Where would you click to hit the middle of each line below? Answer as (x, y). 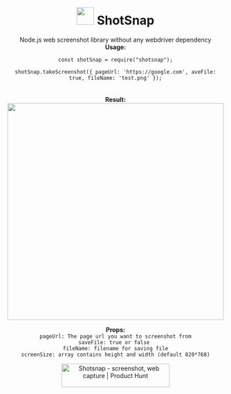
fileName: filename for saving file (115, 348)
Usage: (115, 47)
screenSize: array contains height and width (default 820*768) (115, 354)
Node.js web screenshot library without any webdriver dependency (115, 40)
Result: (115, 99)
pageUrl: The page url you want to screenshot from (115, 336)
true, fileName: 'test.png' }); (115, 78)
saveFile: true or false (114, 342)
